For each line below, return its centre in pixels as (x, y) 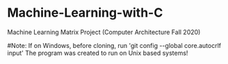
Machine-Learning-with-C (85, 13)
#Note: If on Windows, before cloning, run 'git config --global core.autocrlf (114, 45)
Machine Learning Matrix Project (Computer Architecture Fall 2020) (104, 32)
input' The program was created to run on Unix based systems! (98, 53)
